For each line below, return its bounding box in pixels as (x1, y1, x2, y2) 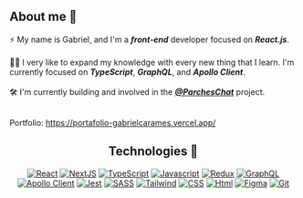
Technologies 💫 (108, 143, 199, 160)
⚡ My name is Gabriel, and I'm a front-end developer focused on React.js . (9, 34, 290, 45)
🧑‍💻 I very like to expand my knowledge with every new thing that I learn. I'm (9, 57, 295, 68)
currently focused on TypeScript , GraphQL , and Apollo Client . (9, 66, 246, 78)
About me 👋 (9, 9, 78, 25)
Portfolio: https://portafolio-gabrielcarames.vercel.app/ (9, 117, 216, 128)
